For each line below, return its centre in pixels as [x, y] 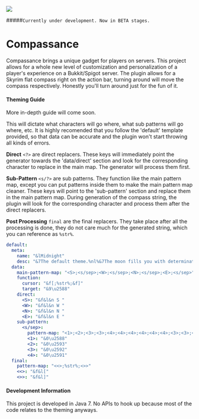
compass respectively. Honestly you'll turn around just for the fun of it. [92, 85]
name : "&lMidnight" [41, 256]
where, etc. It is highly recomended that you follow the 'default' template [95, 130]
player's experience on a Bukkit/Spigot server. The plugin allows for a [91, 73]
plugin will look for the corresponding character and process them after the [98, 204]
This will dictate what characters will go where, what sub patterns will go [95, 124]
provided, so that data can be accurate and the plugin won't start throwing [97, 137]
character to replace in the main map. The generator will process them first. [98, 167]
